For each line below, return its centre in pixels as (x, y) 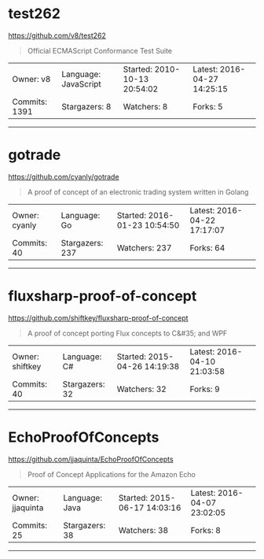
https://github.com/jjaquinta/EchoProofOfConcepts (91, 459)
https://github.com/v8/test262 (57, 35)
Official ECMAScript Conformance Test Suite (100, 50)
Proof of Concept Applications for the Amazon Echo (112, 474)
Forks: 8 (206, 530)
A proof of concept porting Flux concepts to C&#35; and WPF (127, 333)
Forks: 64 (207, 247)
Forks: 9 (205, 389)
